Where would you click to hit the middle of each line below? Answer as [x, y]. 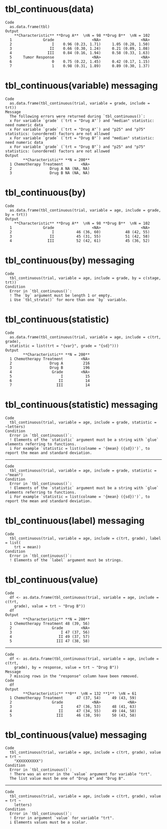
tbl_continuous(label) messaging [75, 520]
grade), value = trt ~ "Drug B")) [50, 606]
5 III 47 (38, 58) [50, 641]
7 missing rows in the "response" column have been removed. [74, 676]
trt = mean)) [28, 547]
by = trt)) [16, 214]
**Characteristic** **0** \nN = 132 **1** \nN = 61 [80, 693]
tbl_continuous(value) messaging [76, 735]
